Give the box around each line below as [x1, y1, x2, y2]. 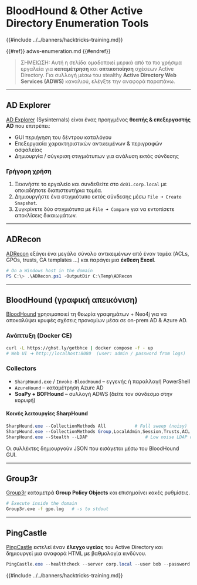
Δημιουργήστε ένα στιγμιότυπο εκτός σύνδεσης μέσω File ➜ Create [14, 193, 182, 200]
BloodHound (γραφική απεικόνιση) [6, 295, 138, 305]
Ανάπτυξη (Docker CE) [6, 332, 72, 340]
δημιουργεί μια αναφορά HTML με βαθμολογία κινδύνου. [6, 550, 147, 557]
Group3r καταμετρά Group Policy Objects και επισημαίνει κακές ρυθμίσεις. [6, 489, 191, 496]
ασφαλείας [14, 146, 43, 153]
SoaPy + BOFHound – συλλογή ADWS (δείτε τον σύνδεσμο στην [14, 390, 173, 397]
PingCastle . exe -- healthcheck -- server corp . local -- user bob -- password [6, 561, 191, 567]
